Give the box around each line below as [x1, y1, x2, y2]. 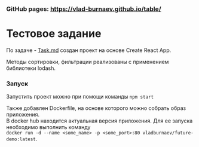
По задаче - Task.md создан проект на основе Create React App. [6, 47, 172, 54]
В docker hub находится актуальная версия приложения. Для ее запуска [6, 117, 193, 124]
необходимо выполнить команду [6, 124, 91, 131]
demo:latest [6, 136, 36, 142]
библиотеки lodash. [6, 65, 56, 72]
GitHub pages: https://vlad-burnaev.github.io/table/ [6, 5, 161, 13]
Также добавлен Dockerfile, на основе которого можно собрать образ [6, 105, 186, 112]
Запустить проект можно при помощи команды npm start [6, 93, 154, 100]
